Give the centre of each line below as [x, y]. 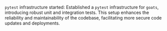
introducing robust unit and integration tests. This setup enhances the [77, 12]
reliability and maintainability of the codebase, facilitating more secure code [83, 18]
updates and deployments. [32, 23]
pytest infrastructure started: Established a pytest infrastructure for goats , [82, 7]
